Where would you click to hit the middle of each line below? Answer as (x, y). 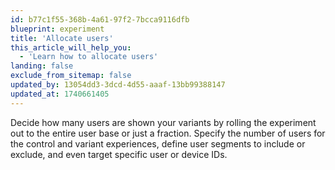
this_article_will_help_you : (71, 47)
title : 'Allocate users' (62, 38)
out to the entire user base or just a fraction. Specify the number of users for (168, 133)
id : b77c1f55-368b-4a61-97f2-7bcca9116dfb (100, 19)
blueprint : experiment (57, 29)
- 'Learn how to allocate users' (89, 57)
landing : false (42, 66)
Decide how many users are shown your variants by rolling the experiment (163, 122)
